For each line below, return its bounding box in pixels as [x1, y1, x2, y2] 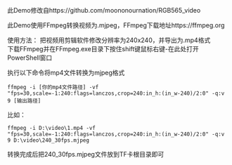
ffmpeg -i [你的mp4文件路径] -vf [7, 84, 99, 91]
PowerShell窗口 [7, 53, 53, 62]
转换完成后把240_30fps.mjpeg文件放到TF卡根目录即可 [7, 150, 165, 158]
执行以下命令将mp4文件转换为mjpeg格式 [7, 69, 125, 77]
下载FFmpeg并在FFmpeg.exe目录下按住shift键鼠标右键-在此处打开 [7, 45, 199, 53]
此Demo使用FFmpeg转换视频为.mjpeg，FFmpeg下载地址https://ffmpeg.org [7, 21, 225, 29]
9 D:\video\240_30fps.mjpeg [7, 137, 90, 144]
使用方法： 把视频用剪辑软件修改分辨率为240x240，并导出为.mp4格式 [7, 36, 211, 44]
